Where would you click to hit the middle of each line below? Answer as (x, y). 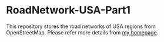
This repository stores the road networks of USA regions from (81, 26)
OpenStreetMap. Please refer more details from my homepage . (82, 32)
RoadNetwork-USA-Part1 (68, 10)
